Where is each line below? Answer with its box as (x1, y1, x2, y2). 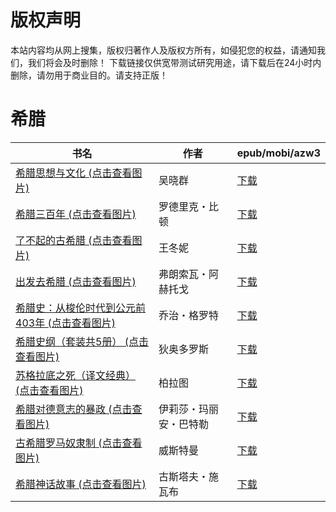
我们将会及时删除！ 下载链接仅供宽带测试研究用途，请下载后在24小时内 (27, 56, 322, 68)
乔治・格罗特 (158, 308, 220, 322)
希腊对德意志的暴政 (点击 (15, 402, 133, 416)
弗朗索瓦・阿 (158, 267, 220, 281)
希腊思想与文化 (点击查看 (15, 166, 133, 180)
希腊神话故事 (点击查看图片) (15, 477, 147, 491)
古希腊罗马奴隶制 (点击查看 (15, 436, 143, 450)
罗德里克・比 (158, 199, 220, 213)
